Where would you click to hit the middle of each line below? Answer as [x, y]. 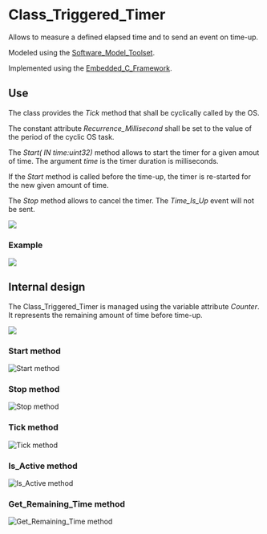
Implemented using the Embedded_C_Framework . [90, 68]
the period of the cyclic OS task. [61, 137]
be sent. [22, 209]
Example [26, 245]
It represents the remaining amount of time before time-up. [105, 315]
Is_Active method [43, 466]
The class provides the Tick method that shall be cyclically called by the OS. [134, 112]
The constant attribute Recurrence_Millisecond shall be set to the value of [130, 128]
